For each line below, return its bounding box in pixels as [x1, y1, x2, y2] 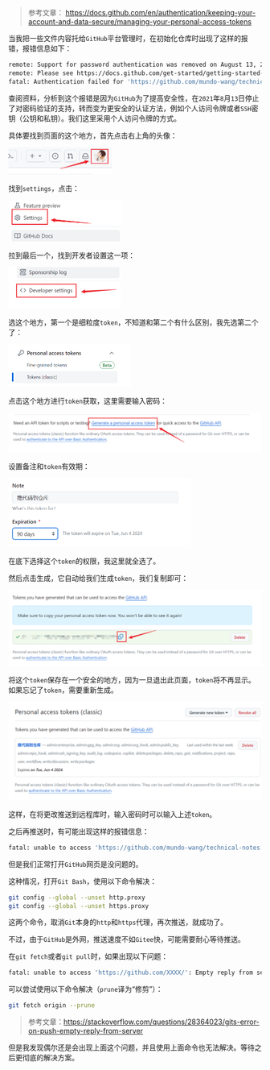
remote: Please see [8, 68, 74, 77]
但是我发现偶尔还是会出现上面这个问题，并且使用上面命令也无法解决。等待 [8, 1043, 255, 1052]
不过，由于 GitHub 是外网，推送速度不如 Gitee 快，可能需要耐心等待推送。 [8, 935, 245, 944]
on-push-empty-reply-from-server [27, 1026, 143, 1036]
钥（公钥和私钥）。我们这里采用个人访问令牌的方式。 [8, 113, 181, 123]
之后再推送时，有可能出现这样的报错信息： [8, 826, 149, 836]
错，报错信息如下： [8, 44, 72, 53]
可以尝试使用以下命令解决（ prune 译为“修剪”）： [8, 985, 163, 994]
